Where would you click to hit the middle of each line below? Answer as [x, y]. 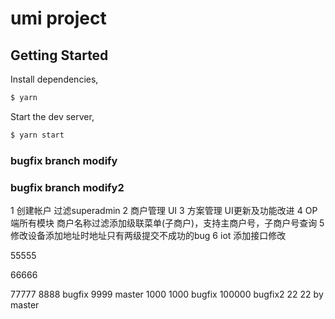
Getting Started [59, 55]
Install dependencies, [54, 79]
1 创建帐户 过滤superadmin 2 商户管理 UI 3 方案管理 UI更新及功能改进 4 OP [164, 210]
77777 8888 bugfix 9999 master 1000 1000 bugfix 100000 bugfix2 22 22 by [167, 294]
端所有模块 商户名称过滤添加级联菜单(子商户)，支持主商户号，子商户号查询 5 [167, 223]
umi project [58, 18]
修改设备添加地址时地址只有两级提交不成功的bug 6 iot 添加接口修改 [148, 235]
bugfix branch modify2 [67, 187]
